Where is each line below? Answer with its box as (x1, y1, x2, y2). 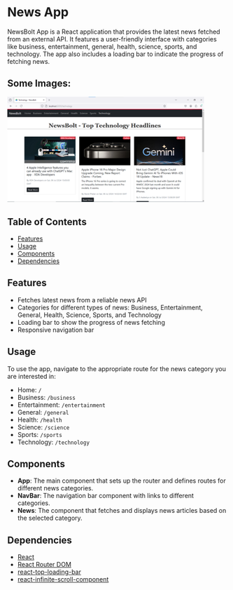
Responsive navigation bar (17, 326, 94, 334)
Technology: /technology (17, 438, 90, 446)
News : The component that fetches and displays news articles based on (17, 507, 227, 515)
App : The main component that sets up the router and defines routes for (17, 476, 226, 485)
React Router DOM (17, 561, 72, 569)
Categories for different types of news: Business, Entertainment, (17, 303, 203, 311)
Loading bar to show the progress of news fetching (17, 318, 166, 326)
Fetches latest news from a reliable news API (17, 295, 147, 304)
